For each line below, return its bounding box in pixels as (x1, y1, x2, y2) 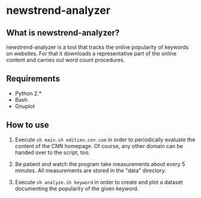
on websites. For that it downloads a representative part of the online (6, 50, 177, 57)
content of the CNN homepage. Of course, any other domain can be (14, 142, 184, 149)
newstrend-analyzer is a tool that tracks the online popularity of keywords (6, 43, 189, 51)
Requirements (6, 73, 60, 84)
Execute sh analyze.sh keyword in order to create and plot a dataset (14, 178, 183, 185)
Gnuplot (14, 102, 35, 110)
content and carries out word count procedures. (6, 57, 125, 63)
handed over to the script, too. (14, 149, 90, 156)
